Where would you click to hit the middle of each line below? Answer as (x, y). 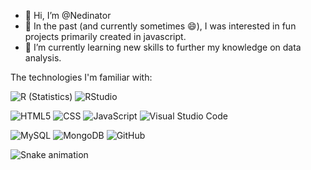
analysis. (43, 58)
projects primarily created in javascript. (105, 36)
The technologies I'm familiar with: (81, 77)
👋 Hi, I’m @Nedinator (68, 15)
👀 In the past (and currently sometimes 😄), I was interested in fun (160, 26)
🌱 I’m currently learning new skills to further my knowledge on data (163, 47)
